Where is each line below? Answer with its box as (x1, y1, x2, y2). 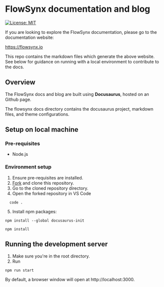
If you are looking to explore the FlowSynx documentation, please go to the (5, 29, 157, 35)
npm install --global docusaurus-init (5, 218, 84, 223)
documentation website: (5, 34, 54, 40)
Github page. (5, 96, 31, 102)
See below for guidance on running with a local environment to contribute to (5, 58, 160, 64)
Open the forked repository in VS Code (12, 190, 91, 196)
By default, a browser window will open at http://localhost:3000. (5, 276, 135, 282)
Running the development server (5, 240, 108, 249)
